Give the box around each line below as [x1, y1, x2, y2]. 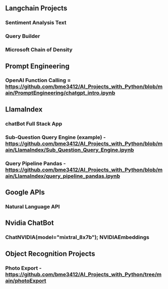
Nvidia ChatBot [5, 219, 54, 227]
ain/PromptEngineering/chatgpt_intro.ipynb [5, 89, 116, 96]
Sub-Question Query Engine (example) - [5, 134, 106, 141]
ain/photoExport [5, 277, 46, 284]
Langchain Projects [5, 4, 68, 13]
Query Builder [5, 33, 40, 40]
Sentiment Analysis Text [5, 19, 67, 26]
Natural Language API [5, 203, 60, 210]
